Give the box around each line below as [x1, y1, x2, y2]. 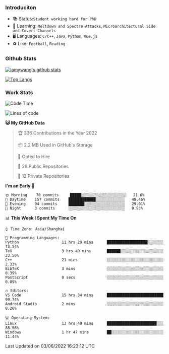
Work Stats [5, 89, 33, 96]
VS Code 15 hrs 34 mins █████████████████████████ [5, 293, 164, 298]
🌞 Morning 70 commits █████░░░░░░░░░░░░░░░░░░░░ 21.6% [5, 192, 145, 197]
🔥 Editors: [5, 288, 29, 293]
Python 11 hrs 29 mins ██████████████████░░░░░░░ [5, 240, 164, 245]
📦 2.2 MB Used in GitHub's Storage [17, 141, 93, 148]
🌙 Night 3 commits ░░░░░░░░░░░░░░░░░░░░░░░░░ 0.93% [5, 205, 143, 210]
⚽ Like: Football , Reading [12, 41, 66, 47]
